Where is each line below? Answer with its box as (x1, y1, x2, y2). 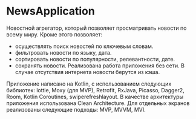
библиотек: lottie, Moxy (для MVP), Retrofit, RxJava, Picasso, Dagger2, (6, 86, 185, 93)
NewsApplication (6, 4, 95, 18)
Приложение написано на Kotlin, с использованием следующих (6, 80, 172, 87)
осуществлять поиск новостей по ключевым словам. (15, 42, 154, 50)
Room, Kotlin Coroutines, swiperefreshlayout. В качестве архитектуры (6, 93, 183, 100)
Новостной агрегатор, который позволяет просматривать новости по (6, 24, 187, 32)
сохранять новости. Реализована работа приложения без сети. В (15, 62, 185, 69)
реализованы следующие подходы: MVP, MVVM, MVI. (6, 106, 146, 113)
